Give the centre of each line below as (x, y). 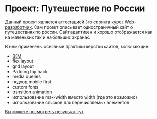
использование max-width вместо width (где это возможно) (74, 97)
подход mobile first (32, 82)
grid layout (23, 66)
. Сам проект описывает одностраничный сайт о (82, 27)
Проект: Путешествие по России (75, 8)
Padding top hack (30, 71)
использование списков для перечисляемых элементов (71, 102)
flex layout (22, 61)
